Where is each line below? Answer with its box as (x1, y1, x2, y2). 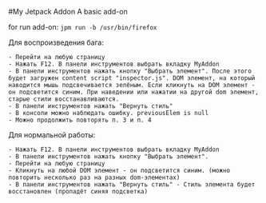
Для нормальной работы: (8, 130, 96, 139)
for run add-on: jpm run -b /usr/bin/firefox (8, 22, 157, 31)
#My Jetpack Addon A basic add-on (8, 7, 128, 16)
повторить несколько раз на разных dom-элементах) (8, 173, 181, 181)
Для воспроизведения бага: (8, 38, 104, 47)
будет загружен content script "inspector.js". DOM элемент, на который (8, 74, 256, 82)
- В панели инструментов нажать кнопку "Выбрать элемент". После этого (8, 67, 252, 75)
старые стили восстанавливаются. (8, 95, 120, 103)
